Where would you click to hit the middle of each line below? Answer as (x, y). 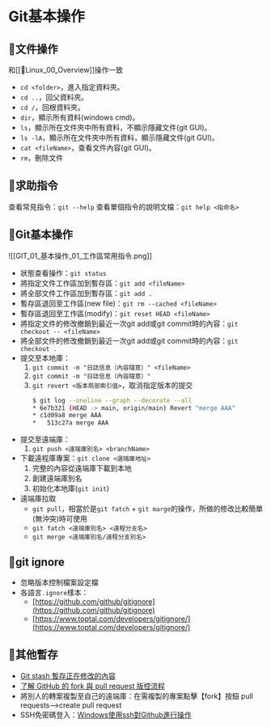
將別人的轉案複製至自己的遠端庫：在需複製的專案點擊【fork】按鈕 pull (136, 695)
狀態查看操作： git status (63, 273)
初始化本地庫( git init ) (71, 488)
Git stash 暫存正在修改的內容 (68, 675)
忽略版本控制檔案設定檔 (59, 582)
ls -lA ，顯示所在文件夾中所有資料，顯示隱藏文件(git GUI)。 (120, 137)
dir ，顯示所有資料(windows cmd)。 (80, 117)
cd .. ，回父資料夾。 (54, 97)
